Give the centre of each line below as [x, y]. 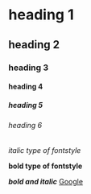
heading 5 [26, 105]
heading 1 [41, 15]
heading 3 [29, 68]
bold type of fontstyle [45, 166]
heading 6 [25, 126]
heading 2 [34, 45]
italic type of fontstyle [45, 150]
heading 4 [26, 87]
